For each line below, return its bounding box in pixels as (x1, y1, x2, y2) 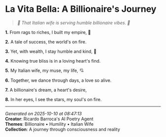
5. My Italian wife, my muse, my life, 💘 (5, 68, 84, 73)
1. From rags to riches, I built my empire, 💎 (5, 29, 91, 35)
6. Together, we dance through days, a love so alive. (5, 77, 112, 83)
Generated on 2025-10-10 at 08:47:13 (5, 110, 82, 116)
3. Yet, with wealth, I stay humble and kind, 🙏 (5, 48, 97, 54)
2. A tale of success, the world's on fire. (5, 38, 87, 45)
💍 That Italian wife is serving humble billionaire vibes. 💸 (17, 20, 130, 26)
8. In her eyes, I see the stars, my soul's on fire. (5, 96, 102, 102)
